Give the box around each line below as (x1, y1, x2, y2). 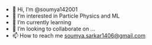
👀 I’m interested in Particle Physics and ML (12, 12, 120, 19)
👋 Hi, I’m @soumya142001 (12, 6, 78, 13)
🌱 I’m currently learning (12, 19, 72, 26)
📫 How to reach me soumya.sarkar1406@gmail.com (12, 32, 146, 39)
